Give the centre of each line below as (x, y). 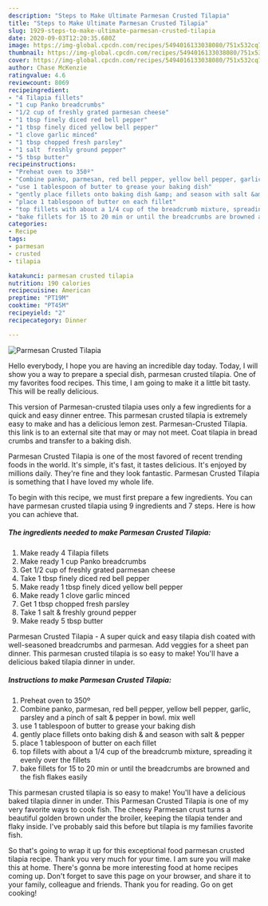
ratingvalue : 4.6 (37, 75)
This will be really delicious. (54, 391)
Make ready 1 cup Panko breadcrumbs (83, 561)
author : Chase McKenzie (48, 68)
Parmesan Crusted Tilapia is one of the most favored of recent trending (126, 456)
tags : (17, 239)
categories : (28, 224)
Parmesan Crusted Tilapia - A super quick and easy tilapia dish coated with (132, 636)
